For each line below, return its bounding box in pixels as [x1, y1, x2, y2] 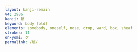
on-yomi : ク [5, 35, 29, 40]
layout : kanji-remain [5, 7, 50, 12]
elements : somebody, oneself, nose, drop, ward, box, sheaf [5, 26, 133, 31]
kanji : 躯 [5, 16, 25, 21]
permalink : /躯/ [5, 40, 38, 45]
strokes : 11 [5, 30, 30, 35]
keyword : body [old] [5, 21, 48, 26]
